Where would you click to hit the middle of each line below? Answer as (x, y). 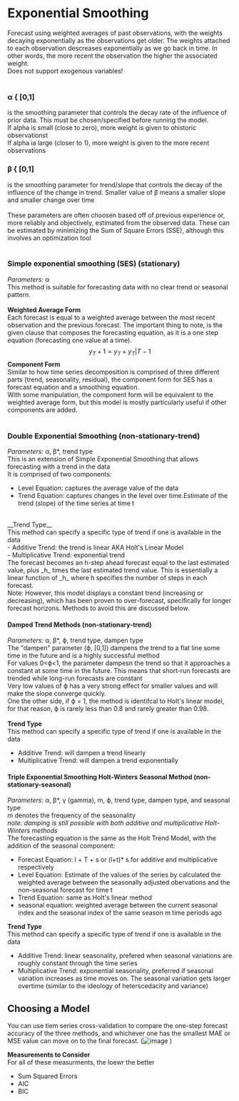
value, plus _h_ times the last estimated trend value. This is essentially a (113, 570)
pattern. (19, 294)
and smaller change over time (51, 200)
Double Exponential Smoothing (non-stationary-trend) (104, 436)
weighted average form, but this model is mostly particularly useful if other (117, 402)
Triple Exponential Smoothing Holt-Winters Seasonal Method (100, 777)
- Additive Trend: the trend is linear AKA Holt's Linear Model (96, 547)
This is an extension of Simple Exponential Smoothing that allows (103, 459)
